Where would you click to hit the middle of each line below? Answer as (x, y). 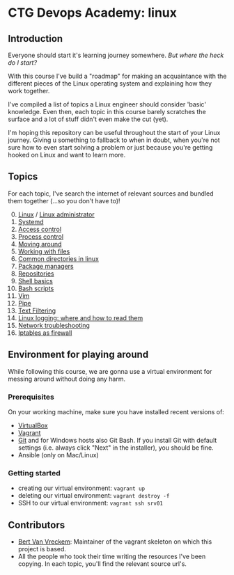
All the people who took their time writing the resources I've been (112, 557)
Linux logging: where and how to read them (80, 317)
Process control (41, 236)
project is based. (42, 549)
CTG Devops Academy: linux (92, 13)
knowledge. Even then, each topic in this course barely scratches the (107, 112)
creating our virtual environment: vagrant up (81, 488)
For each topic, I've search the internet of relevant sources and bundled (111, 194)
